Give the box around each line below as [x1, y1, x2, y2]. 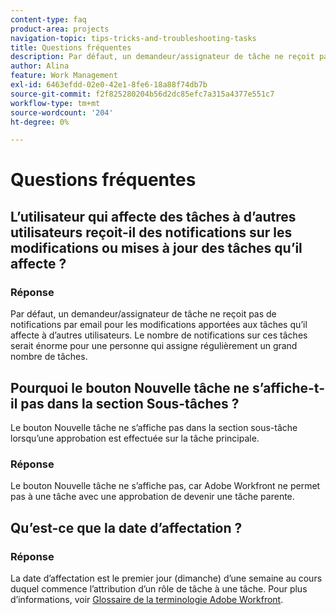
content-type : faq [10, 14, 87, 25]
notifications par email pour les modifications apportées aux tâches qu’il [10, 319, 308, 331]
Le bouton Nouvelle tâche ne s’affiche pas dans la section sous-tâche [10, 421, 298, 433]
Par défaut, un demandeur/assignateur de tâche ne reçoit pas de [10, 308, 277, 320]
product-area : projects [10, 24, 110, 34]
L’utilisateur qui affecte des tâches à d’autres [10, 208, 297, 225]
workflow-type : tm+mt [10, 98, 101, 108]
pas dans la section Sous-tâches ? [20, 395, 240, 412]
